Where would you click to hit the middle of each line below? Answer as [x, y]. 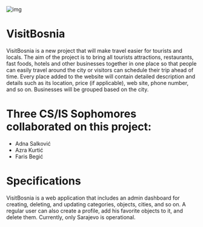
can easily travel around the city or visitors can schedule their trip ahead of [100, 70]
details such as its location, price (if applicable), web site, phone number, [98, 83]
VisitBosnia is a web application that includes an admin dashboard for [93, 198]
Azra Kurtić [29, 150]
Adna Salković [33, 143]
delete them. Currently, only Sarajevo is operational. [71, 217]
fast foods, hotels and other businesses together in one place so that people [101, 63]
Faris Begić [29, 156]
